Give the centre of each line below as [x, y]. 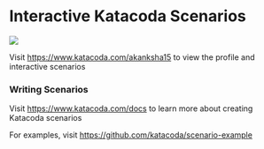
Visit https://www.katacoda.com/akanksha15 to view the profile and [132, 57]
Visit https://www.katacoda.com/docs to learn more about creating [131, 108]
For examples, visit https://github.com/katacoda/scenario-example [131, 135]
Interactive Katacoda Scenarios [128, 16]
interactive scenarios [47, 66]
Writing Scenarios [49, 89]
